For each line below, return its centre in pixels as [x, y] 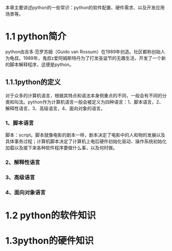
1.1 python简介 [36, 37]
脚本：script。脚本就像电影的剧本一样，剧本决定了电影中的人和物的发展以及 [85, 135]
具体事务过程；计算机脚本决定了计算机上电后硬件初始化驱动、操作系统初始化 [86, 141]
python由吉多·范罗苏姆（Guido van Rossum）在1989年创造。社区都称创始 [83, 51]
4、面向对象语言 [26, 192]
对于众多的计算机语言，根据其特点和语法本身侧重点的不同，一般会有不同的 [84, 95]
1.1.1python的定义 [33, 82]
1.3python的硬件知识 [49, 241]
